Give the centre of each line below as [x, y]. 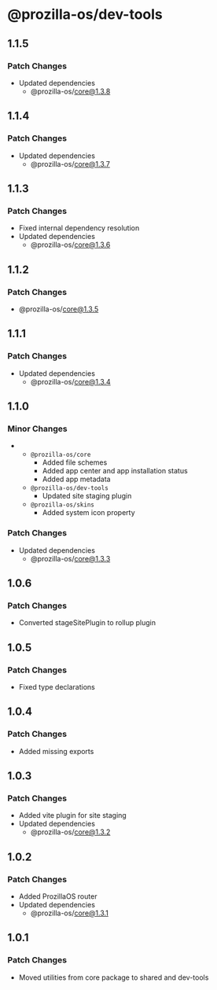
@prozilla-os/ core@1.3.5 [59, 309]
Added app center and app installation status [115, 471]
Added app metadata [76, 479]
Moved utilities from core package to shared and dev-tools [114, 977]
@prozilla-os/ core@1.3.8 [70, 91]
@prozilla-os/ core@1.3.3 [70, 558]
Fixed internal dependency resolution [79, 228]
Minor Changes [37, 429]
